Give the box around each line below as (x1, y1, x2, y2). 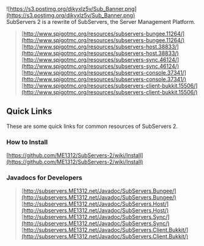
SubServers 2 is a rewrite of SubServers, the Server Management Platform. (6, 18, 195, 25)
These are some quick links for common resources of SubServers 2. (6, 122, 178, 130)
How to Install (6, 138, 48, 146)
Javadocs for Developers (6, 174, 82, 182)
